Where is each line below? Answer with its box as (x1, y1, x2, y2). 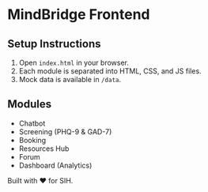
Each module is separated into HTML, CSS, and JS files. (18, 66, 202, 76)
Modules (7, 97, 52, 111)
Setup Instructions (7, 37, 101, 51)
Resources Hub (18, 144, 70, 153)
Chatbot (18, 119, 46, 128)
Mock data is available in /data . (18, 75, 122, 84)
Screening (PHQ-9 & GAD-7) (18, 126, 112, 136)
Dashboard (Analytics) (18, 160, 93, 170)
